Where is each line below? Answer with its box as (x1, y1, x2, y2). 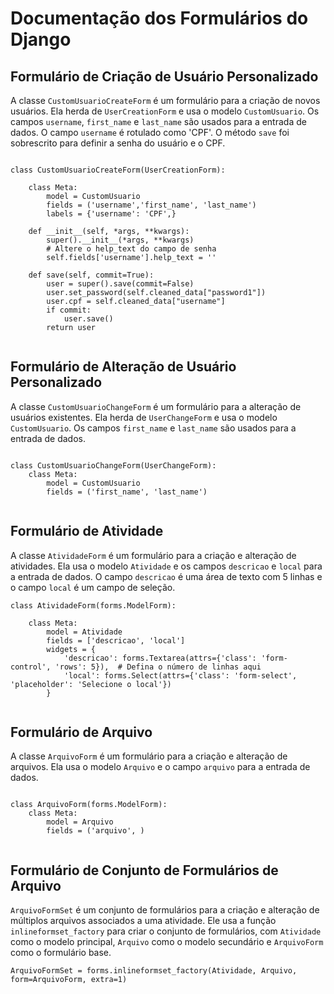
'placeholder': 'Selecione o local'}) (10, 679, 172, 689)
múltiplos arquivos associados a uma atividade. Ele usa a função (10, 915, 277, 927)
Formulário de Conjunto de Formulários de (10, 862, 279, 879)
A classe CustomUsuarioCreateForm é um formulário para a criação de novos (10, 95, 321, 106)
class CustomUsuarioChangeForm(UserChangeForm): (10, 460, 217, 471)
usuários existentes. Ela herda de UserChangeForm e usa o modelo (10, 411, 278, 423)
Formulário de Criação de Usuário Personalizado (10, 68, 319, 85)
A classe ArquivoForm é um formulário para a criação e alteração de (10, 750, 288, 762)
